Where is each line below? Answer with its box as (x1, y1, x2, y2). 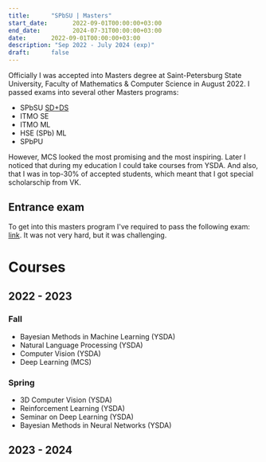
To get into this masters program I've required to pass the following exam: (8, 221, 251, 231)
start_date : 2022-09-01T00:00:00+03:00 (8, 19, 162, 27)
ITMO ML (19, 120, 51, 129)
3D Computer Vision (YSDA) (19, 395, 113, 405)
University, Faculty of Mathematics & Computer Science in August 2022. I (8, 79, 250, 88)
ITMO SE (19, 112, 49, 120)
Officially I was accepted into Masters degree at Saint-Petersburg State (8, 71, 242, 80)
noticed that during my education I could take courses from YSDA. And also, (8, 161, 259, 170)
